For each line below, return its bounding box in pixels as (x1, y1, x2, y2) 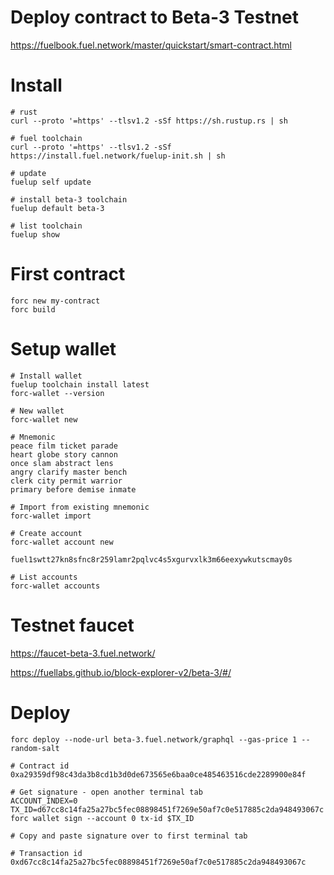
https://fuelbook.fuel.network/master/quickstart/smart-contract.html (10, 39, 292, 51)
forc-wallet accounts (10, 581, 101, 591)
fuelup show (10, 229, 60, 240)
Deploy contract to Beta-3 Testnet (10, 6, 300, 29)
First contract (10, 263, 126, 286)
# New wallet (10, 406, 65, 416)
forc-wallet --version (10, 388, 105, 398)
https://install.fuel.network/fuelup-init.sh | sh (10, 151, 226, 161)
